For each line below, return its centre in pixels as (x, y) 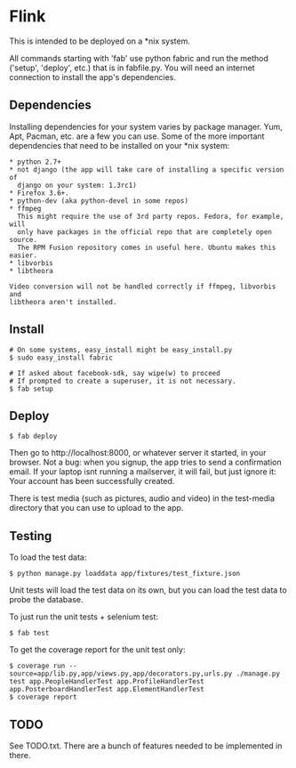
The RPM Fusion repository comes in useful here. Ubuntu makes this (147, 247)
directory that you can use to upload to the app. (96, 508)
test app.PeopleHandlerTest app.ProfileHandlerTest (107, 682)
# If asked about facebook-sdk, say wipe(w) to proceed (115, 373)
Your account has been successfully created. (92, 481)
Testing (31, 536)
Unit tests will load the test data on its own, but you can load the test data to (148, 590)
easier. (24, 255)
